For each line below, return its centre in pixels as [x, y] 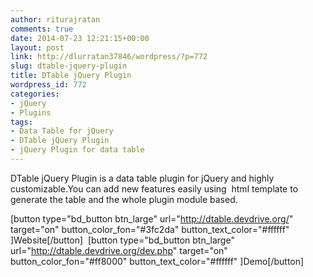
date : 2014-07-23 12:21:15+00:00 [80, 38]
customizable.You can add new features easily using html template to [154, 188]
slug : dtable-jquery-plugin [69, 66]
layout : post [37, 47]
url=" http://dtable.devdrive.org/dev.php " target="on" [119, 250]
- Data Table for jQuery [62, 131]
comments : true [42, 29]
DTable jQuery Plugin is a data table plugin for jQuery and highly [142, 178]
